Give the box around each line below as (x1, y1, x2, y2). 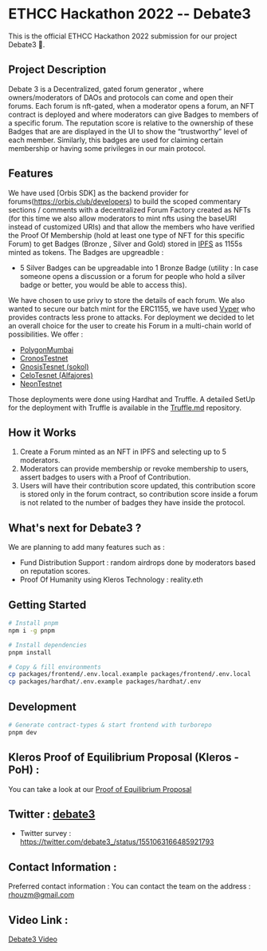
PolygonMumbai (19, 344, 74, 354)
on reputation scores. (19, 567, 90, 576)
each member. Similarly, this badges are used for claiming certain (8, 135, 224, 145)
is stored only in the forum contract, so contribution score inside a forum (19, 489, 258, 499)
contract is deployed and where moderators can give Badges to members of (8, 109, 259, 119)
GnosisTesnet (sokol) (19, 361, 89, 372)
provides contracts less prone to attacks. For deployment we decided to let (8, 312, 255, 322)
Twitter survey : (19, 829, 72, 838)
